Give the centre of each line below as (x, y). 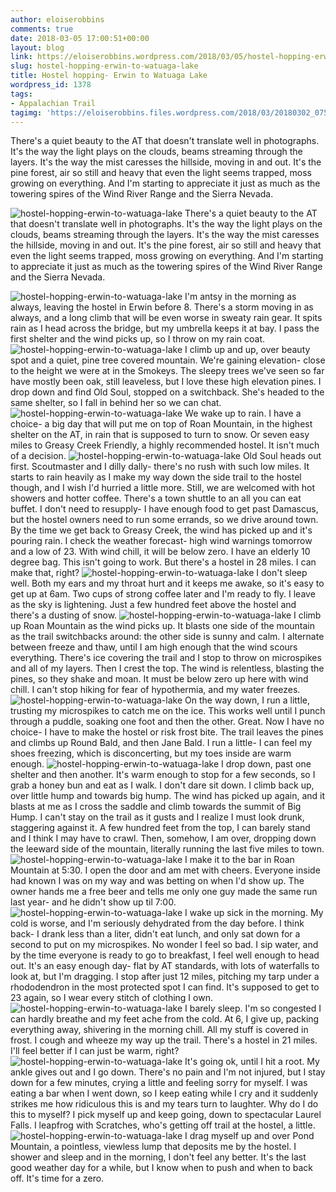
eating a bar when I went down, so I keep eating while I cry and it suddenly (164, 1093)
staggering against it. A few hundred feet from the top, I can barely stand (160, 828)
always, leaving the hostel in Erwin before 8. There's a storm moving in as (162, 307)
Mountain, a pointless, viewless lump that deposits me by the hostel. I (153, 1147)
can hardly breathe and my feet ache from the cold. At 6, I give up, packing (165, 1019)
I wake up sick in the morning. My (254, 913)
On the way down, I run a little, (247, 700)
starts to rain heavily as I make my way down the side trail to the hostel (156, 477)
